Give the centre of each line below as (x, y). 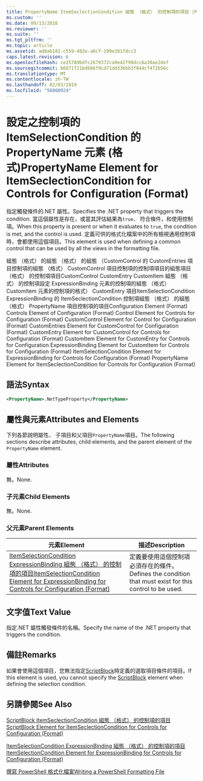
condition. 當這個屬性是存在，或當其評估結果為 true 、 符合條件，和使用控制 (100, 219)
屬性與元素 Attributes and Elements (73, 419)
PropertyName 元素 (56, 153)
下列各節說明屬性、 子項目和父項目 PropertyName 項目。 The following (91, 435)
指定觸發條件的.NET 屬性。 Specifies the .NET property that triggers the (95, 211)
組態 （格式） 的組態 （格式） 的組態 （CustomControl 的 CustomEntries (96, 261)
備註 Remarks (31, 655)
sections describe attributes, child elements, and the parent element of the (99, 442)
